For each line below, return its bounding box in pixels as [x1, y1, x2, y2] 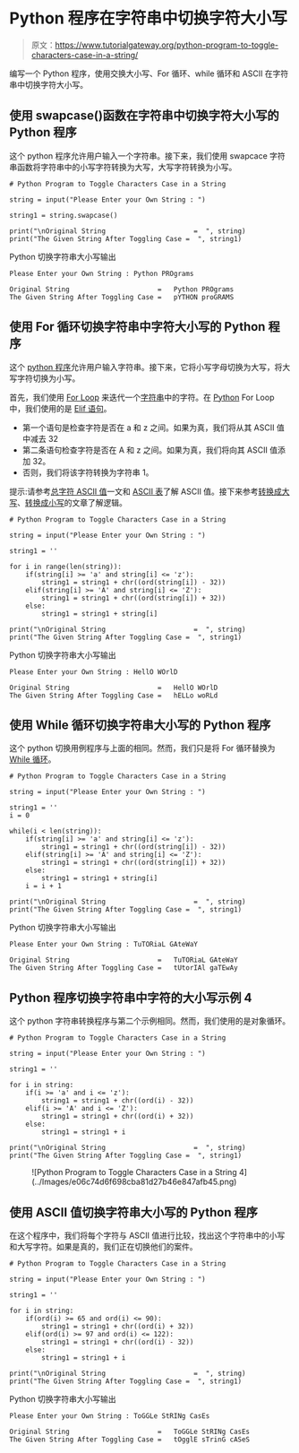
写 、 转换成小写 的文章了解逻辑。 [9, 497, 127, 507]
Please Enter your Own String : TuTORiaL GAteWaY [9, 940, 199, 949]
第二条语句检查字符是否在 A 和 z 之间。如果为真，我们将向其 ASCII [21, 445, 269, 455]
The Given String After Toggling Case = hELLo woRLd [9, 691, 218, 700]
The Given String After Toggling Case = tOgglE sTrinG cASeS [9, 1435, 251, 1444]
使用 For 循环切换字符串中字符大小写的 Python [9, 319, 266, 334]
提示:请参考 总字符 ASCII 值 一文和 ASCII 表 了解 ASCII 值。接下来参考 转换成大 [9, 486, 290, 497]
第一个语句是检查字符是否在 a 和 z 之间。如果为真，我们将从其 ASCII [21, 422, 275, 433]
